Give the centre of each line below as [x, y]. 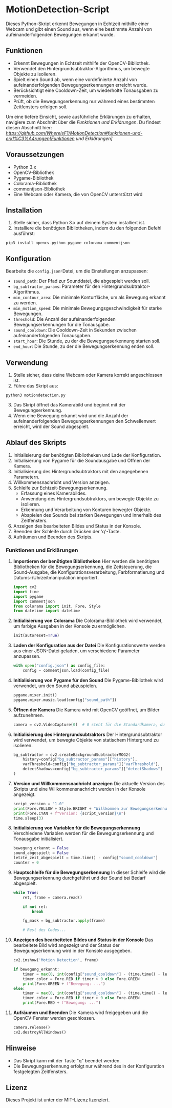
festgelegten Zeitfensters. [40, 1072]
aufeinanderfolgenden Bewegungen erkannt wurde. [60, 34]
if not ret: [35, 907]
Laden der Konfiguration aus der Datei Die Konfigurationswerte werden [89, 646]
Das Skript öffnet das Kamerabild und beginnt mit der [69, 405]
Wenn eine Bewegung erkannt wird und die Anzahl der [71, 416]
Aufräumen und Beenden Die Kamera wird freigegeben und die [81, 1013]
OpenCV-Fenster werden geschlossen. [54, 1018]
